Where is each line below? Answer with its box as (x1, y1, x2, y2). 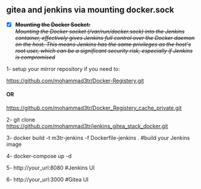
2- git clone (6, 116, 35, 124)
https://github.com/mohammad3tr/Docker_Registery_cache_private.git (6, 104, 182, 111)
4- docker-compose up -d (6, 153, 71, 160)
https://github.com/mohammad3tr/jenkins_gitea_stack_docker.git (6, 122, 168, 130)
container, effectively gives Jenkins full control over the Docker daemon (15, 34, 195, 41)
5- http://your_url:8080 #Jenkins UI (6, 164, 95, 171)
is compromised (15, 53, 56, 61)
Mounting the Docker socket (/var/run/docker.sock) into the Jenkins (15, 27, 185, 35)
